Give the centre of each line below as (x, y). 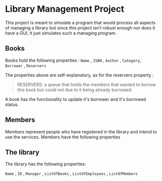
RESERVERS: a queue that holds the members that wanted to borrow (86, 84)
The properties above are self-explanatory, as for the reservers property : (79, 75)
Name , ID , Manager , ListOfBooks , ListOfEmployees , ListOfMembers (71, 174)
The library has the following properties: (46, 164)
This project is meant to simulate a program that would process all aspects (80, 23)
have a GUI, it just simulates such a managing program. (61, 33)
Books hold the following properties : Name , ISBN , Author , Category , (73, 60)
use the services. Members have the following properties (63, 137)
